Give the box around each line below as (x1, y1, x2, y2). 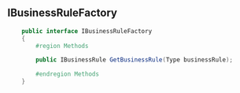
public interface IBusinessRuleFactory (21, 27, 153, 35)
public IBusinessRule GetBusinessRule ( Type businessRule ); (35, 56, 234, 64)
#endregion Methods (35, 70, 100, 78)
